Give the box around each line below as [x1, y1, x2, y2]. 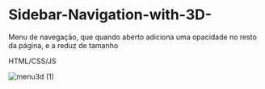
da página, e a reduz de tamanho [8, 40, 119, 50]
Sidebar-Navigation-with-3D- [8, 6, 212, 24]
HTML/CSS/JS [8, 56, 57, 66]
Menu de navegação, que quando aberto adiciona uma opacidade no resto [8, 32, 257, 42]
